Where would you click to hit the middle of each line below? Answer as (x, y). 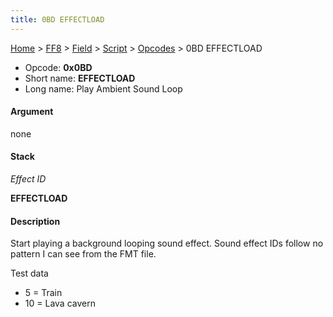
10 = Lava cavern (60, 303)
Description (35, 221)
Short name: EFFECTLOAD (80, 78)
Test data (29, 273)
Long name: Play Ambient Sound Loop (103, 88)
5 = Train (43, 293)
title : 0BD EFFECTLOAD (57, 19)
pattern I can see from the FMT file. (83, 254)
